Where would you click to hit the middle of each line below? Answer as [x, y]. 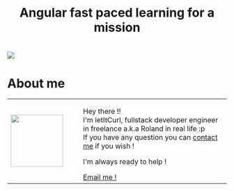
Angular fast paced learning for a [117, 13]
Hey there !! [102, 111]
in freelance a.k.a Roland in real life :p [144, 128]
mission [117, 27]
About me [36, 83]
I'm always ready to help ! [125, 162]
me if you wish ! [109, 146]
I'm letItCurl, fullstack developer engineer [150, 120]
